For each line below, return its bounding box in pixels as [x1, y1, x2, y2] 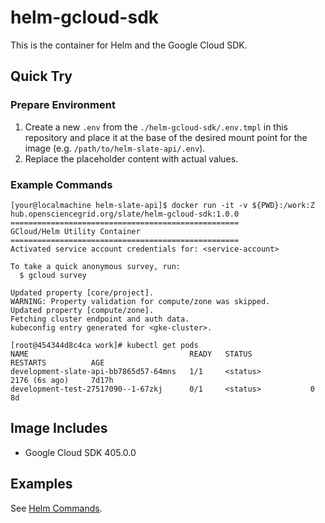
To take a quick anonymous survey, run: [10, 261, 182, 271]
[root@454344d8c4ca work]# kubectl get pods [10, 340, 199, 350]
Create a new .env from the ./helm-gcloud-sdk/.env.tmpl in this [24, 121, 288, 133]
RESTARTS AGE [10, 357, 105, 368]
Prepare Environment [10, 98, 116, 112]
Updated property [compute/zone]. [10, 305, 155, 315]
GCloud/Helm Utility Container [10, 226, 141, 236]
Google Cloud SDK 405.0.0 [24, 446, 137, 458]
